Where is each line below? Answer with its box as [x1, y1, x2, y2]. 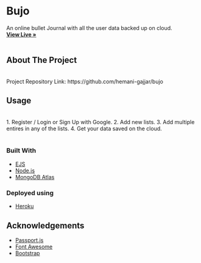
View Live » [6, 31, 37, 38]
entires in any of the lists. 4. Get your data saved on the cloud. [6, 125, 163, 132]
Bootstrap [15, 249, 40, 257]
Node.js [15, 166, 35, 174]
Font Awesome [15, 243, 53, 250]
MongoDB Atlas [15, 173, 55, 180]
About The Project [6, 55, 77, 65]
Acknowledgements [6, 220, 85, 231]
